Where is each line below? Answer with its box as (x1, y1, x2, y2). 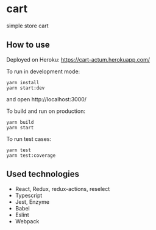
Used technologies (6, 169, 80, 179)
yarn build (6, 119, 34, 125)
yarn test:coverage (6, 152, 56, 159)
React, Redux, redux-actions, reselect (15, 185, 110, 192)
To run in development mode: (6, 68, 80, 75)
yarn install (6, 79, 40, 85)
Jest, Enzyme (15, 198, 50, 206)
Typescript (15, 192, 43, 199)
